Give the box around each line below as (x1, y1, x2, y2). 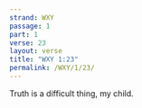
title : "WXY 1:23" (9, 55, 79, 64)
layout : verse (9, 47, 63, 56)
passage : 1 (9, 22, 51, 31)
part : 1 (9, 30, 39, 39)
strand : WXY (9, 13, 54, 22)
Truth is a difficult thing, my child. (9, 87, 134, 99)
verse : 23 (9, 38, 47, 48)
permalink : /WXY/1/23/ (9, 64, 95, 73)
